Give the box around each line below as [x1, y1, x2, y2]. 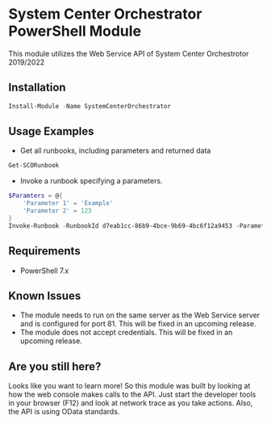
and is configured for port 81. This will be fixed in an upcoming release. [19, 319, 256, 329]
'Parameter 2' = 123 [23, 207, 92, 215]
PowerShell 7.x [19, 266, 69, 275]
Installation [8, 81, 66, 94]
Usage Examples [8, 124, 94, 138]
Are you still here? [8, 359, 102, 373]
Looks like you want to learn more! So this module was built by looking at [8, 381, 251, 391]
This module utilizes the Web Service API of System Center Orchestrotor [8, 48, 249, 58]
